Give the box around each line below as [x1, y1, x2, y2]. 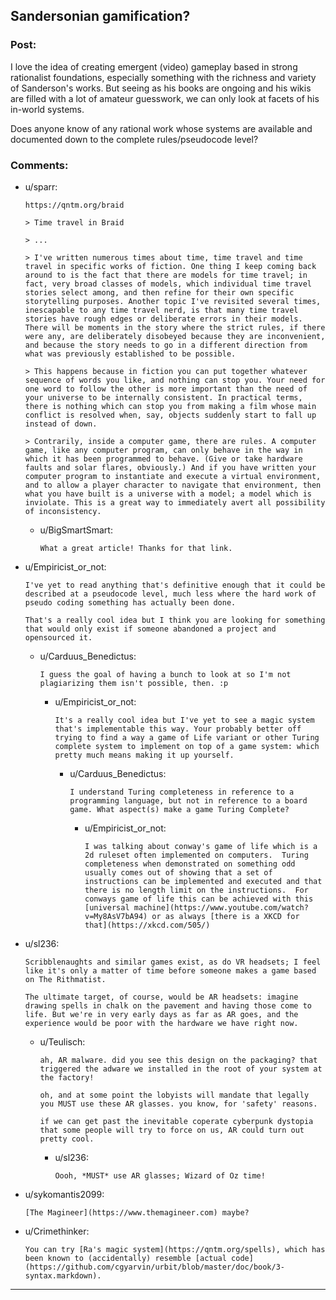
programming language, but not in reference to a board [69, 795, 308, 806]
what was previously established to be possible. [24, 349, 237, 359]
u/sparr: [24, 180, 58, 193]
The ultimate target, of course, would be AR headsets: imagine [24, 992, 299, 1002]
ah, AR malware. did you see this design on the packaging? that [39, 1055, 318, 1065]
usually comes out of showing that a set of [84, 867, 273, 878]
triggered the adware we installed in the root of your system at [39, 1064, 323, 1074]
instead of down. [24, 419, 98, 429]
